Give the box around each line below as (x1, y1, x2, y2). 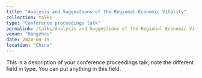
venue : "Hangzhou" (6, 31, 52, 37)
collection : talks (6, 14, 52, 20)
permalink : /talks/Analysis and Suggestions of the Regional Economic (6, 25, 187, 32)
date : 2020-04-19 (6, 37, 50, 43)
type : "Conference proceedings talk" (6, 20, 101, 26)
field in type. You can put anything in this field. (6, 65, 121, 72)
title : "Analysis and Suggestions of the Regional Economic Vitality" (6, 8, 187, 15)
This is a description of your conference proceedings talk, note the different (6, 58, 194, 66)
